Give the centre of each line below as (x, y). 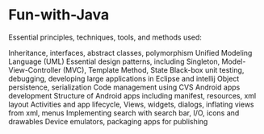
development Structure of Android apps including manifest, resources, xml (132, 95)
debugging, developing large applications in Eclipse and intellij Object (124, 78)
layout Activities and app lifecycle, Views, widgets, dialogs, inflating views (131, 104)
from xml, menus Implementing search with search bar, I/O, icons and (124, 113)
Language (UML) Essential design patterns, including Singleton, (114, 61)
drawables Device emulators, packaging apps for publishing (108, 121)
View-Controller (35, 69)
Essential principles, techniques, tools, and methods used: (105, 37)
